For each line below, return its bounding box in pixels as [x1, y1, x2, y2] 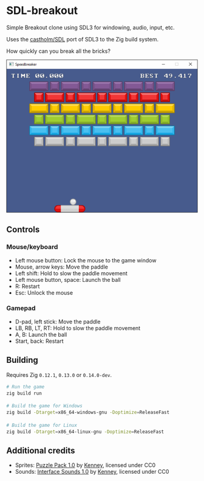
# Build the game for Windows [6, 403, 83, 409]
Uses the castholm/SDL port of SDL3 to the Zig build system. [6, 35, 159, 43]
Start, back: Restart [15, 337, 64, 345]
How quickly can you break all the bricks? [6, 47, 111, 55]
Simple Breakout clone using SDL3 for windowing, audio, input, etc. [6, 24, 175, 31]
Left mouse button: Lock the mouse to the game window [15, 256, 157, 264]
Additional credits [6, 446, 75, 456]
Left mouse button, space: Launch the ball [15, 276, 121, 283]
